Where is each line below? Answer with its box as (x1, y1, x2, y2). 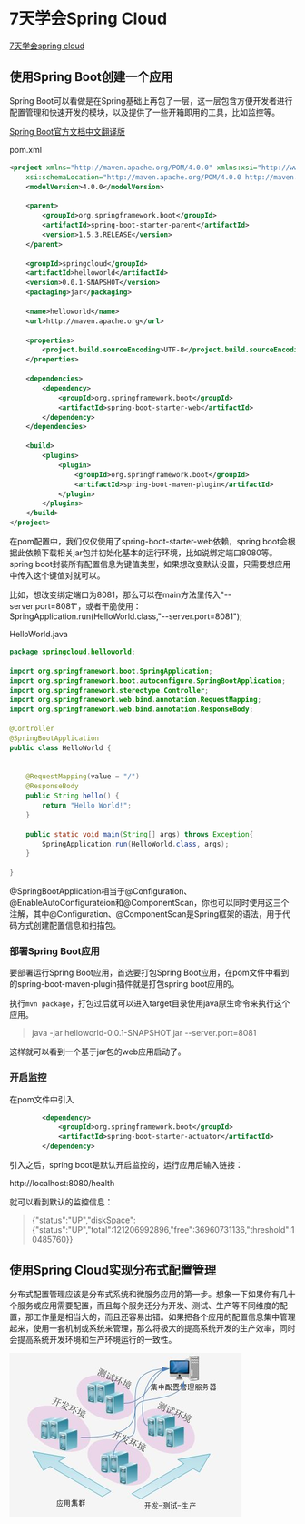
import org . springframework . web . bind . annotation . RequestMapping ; (9, 696, 261, 705)
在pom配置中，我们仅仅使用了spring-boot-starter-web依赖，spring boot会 (9, 536, 288, 546)
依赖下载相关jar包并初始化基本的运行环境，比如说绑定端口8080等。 (25, 547, 278, 558)
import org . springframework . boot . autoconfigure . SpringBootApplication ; (9, 676, 286, 686)
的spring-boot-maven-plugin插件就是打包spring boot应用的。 (9, 979, 240, 990)
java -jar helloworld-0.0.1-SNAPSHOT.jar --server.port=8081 (31, 1028, 257, 1039)
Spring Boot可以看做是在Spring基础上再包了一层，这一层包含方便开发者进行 (9, 95, 293, 106)
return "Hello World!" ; (42, 801, 132, 810)
